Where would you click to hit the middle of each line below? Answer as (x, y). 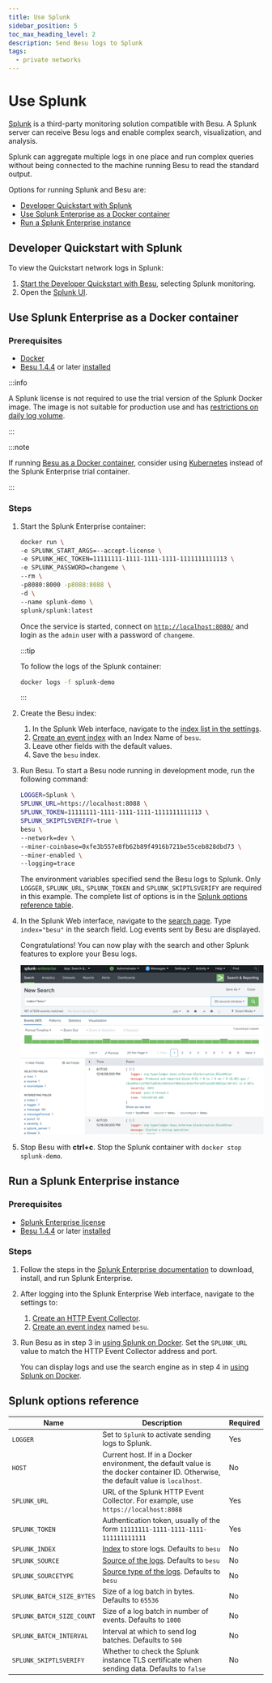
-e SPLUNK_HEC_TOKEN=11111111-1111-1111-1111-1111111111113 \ (127, 559)
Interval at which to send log (149, 1631)
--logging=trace (47, 864)
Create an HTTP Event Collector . (86, 1318)
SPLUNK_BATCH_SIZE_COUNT (53, 1616)
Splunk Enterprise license (63, 1222)
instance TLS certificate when (152, 1659)
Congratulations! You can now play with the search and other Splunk (134, 945)
